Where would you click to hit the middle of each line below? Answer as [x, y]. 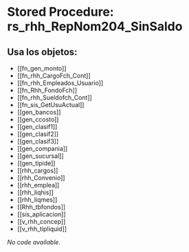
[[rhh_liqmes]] [37, 199]
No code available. [34, 242]
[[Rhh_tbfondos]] [41, 207]
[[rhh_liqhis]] [35, 192]
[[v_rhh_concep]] [41, 221]
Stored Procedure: [61, 12]
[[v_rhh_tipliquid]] [42, 229]
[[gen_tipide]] [36, 163]
